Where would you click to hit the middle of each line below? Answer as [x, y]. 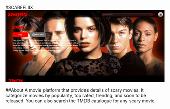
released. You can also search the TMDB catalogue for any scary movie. [80, 101]
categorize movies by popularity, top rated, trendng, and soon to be [76, 95]
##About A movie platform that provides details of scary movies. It [74, 90]
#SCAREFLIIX [19, 7]
